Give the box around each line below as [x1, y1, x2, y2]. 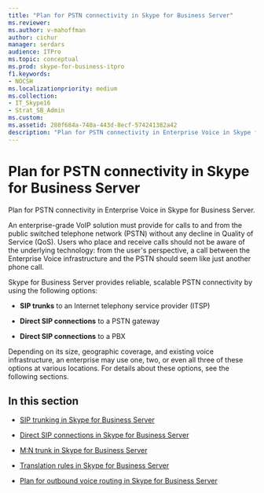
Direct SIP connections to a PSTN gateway [19, 316, 160, 326]
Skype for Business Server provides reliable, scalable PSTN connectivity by [8, 277, 253, 287]
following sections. [8, 371, 69, 381]
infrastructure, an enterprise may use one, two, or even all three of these [8, 355, 244, 364]
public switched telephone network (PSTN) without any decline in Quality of [8, 229, 254, 238]
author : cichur [8, 33, 58, 42]
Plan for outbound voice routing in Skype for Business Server [19, 476, 218, 486]
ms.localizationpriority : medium [8, 84, 118, 93]
